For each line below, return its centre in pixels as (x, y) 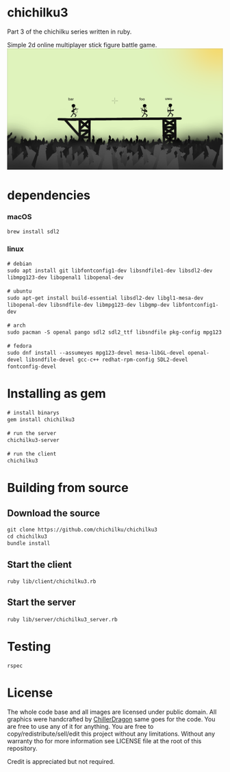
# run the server (32, 434)
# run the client (32, 454)
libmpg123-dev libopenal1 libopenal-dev (66, 278)
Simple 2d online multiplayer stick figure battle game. (82, 45)
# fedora (20, 346)
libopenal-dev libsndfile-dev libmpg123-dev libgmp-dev (88, 305)
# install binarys (33, 413)
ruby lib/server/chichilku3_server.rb (62, 619)
